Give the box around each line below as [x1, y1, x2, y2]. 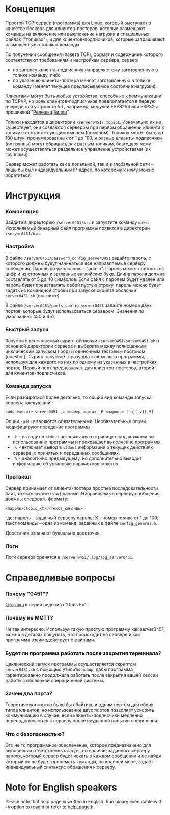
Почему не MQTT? [5, 614, 53, 622]
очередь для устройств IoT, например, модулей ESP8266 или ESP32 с [5, 103, 159, 109]
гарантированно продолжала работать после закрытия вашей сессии [5, 671, 158, 678]
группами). [5, 151, 30, 157]
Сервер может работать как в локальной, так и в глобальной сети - [5, 161, 154, 167]
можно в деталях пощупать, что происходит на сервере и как [5, 631, 140, 637]
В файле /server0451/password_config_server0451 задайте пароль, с [5, 255, 151, 261]
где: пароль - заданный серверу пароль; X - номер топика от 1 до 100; [5, 515, 159, 521]
